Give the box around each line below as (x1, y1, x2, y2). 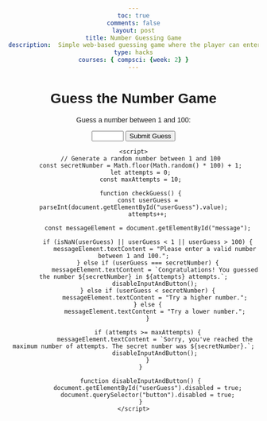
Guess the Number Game (50, 91, 217, 107)
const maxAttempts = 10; (99, 176, 182, 183)
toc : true (117, 11, 150, 20)
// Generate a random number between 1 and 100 (60, 154, 221, 163)
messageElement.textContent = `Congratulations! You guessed (51, 265, 258, 274)
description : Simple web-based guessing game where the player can (8, 41, 240, 49)
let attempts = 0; (110, 168, 172, 176)
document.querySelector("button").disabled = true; (60, 391, 236, 399)
